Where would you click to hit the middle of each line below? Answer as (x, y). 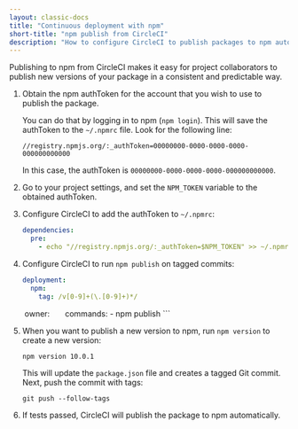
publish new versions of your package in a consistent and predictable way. (145, 77)
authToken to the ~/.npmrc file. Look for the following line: (127, 130)
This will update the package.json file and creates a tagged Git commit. (151, 372)
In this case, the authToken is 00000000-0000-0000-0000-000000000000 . (149, 170)
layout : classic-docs (49, 17)
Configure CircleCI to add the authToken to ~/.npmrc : (118, 214)
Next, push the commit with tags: (82, 382)
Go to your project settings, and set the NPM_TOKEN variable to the (140, 188)
